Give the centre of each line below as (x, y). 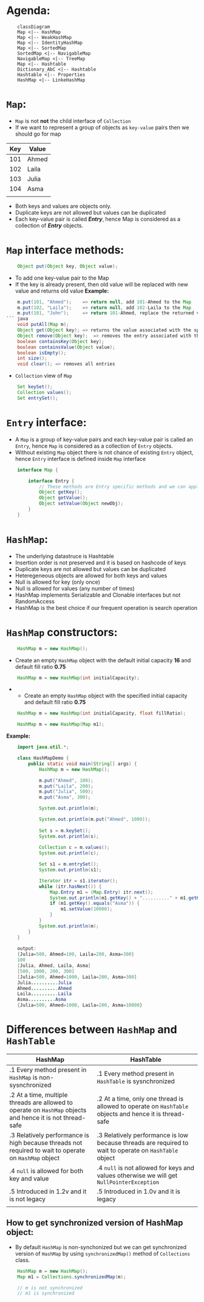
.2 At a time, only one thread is (140, 1098)
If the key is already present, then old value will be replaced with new (101, 284)
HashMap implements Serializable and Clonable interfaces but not (98, 595)
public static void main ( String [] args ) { (83, 764)
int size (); (32, 358)
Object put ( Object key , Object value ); (68, 266)
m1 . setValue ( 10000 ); (87, 909)
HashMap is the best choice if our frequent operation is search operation (106, 608)
